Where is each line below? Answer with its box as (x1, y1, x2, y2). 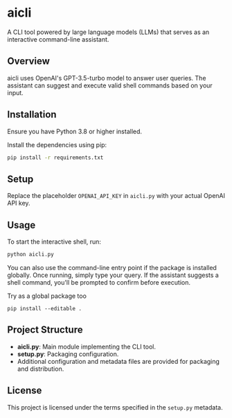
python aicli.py (7, 251, 54, 258)
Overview (7, 56, 51, 67)
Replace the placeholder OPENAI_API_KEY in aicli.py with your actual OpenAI (7, 192, 225, 200)
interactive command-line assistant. (7, 35, 109, 43)
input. (7, 88, 24, 97)
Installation (7, 109, 57, 121)
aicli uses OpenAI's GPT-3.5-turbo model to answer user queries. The (7, 74, 206, 82)
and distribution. (17, 365, 64, 373)
